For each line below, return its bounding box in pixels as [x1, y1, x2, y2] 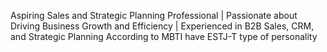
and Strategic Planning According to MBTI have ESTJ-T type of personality [10, 31, 318, 42]
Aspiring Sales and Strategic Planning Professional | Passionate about [10, 10, 298, 21]
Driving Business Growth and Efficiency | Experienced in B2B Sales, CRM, [10, 20, 315, 32]
